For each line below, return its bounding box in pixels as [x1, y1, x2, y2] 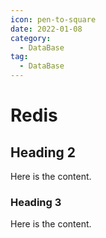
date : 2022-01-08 [10, 24, 83, 34]
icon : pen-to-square [10, 14, 97, 25]
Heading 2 [10, 144, 77, 161]
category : [10, 33, 52, 43]
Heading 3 [10, 195, 62, 209]
